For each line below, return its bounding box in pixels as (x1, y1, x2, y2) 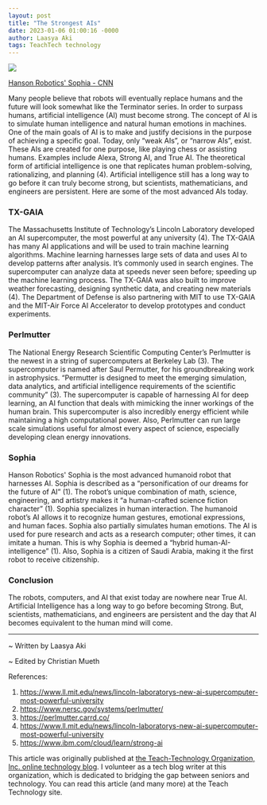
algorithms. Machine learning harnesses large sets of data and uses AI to (8, 250, 248, 260)
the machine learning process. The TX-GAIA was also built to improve (8, 276, 237, 285)
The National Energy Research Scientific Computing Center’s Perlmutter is (8, 348, 251, 357)
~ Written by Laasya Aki (8, 641, 87, 650)
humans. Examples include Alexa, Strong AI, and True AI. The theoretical (8, 153, 246, 163)
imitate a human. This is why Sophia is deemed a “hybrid (8, 538, 194, 548)
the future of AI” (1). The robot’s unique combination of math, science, (8, 487, 237, 497)
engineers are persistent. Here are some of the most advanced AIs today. (8, 187, 249, 196)
